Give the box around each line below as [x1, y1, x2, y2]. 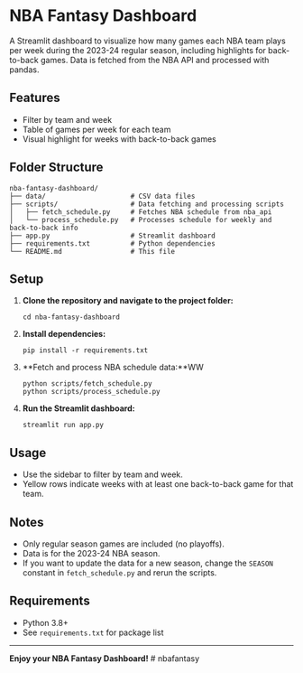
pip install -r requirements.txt [22, 346, 149, 355]
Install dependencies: [22, 329, 106, 340]
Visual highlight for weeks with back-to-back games [22, 133, 216, 145]
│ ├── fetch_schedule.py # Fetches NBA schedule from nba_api [9, 207, 272, 217]
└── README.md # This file [9, 247, 176, 256]
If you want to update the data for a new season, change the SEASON [22, 557, 273, 568]
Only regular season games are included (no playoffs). [22, 538, 225, 549]
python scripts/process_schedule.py [22, 388, 161, 397]
